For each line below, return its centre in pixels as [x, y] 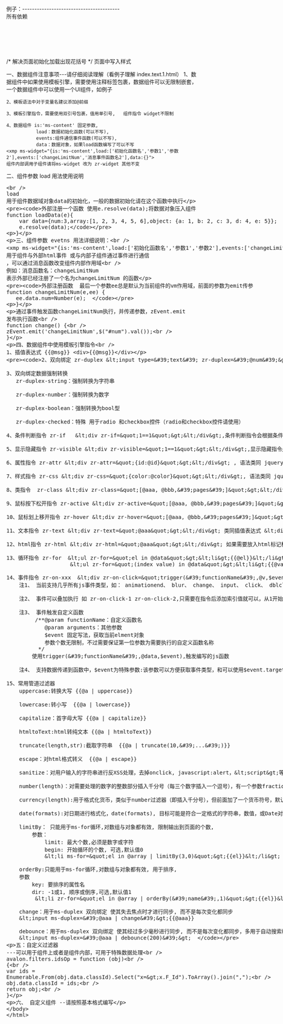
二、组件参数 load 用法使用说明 [45, 176]
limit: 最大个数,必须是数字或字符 [89, 842]
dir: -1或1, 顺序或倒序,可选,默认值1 [82, 892]
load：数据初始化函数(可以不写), [73, 132]
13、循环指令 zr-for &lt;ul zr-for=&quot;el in [77, 558]
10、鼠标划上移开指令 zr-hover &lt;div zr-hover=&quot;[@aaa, [96, 517]
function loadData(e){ [40, 215]
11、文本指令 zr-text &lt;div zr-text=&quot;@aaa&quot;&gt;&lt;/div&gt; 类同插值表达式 [134, 531]
